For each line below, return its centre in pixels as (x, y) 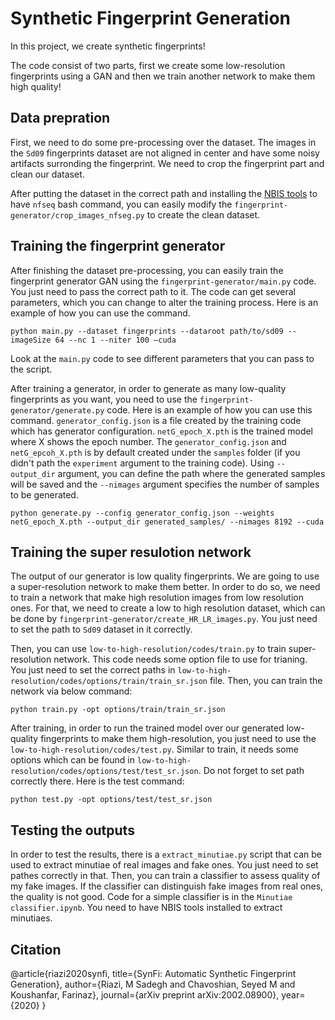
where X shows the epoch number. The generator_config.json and (148, 441)
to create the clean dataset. (203, 214)
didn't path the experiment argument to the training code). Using (142, 463)
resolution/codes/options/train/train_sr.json (109, 682)
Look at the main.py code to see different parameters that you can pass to (162, 358)
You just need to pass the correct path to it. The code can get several (153, 291)
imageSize (31, 340)
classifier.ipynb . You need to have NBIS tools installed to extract (146, 908)
